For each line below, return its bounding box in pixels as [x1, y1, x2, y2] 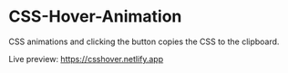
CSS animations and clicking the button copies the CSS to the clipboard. [8, 36, 280, 47]
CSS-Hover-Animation [8, 6, 182, 27]
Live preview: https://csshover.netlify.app [8, 53, 164, 64]
